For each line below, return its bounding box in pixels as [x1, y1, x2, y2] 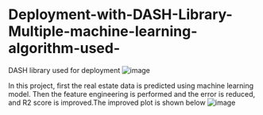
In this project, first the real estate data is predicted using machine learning [8, 81, 254, 90]
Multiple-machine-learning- [8, 22, 198, 40]
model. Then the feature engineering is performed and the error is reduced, [8, 89, 256, 98]
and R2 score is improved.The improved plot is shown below [8, 98, 206, 107]
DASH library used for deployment [8, 65, 121, 75]
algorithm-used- [8, 40, 121, 57]
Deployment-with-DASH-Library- [8, 6, 233, 24]
